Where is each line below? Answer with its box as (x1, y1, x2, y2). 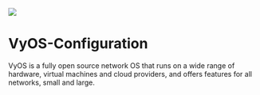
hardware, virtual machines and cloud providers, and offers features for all (8, 69, 253, 78)
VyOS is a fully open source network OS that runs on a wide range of (8, 60, 235, 70)
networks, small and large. (8, 78, 96, 87)
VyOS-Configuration (8, 35, 148, 53)
